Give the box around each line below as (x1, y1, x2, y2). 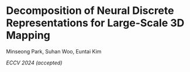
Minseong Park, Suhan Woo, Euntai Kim (6, 48, 102, 55)
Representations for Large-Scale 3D (6, 16, 185, 30)
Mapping (6, 29, 51, 42)
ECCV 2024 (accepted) (6, 59, 63, 66)
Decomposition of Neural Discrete (6, 4, 174, 17)
